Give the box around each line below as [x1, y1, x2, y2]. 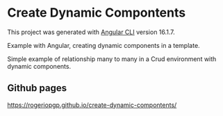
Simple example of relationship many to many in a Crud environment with [7, 54, 217, 63]
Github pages [7, 82, 67, 94]
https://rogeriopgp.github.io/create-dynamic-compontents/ [7, 101, 177, 109]
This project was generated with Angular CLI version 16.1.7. [7, 28, 175, 36]
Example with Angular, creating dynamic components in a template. [7, 41, 200, 49]
